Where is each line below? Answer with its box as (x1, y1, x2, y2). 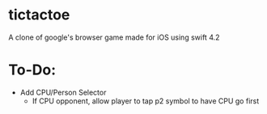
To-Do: (8, 61, 57, 79)
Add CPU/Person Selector (19, 87, 107, 97)
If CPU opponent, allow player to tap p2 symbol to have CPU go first (32, 95, 260, 106)
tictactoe (8, 6, 70, 24)
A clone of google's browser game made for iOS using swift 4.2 (8, 32, 220, 42)
